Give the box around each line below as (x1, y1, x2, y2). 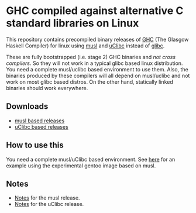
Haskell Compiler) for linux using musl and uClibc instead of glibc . (6, 42, 165, 49)
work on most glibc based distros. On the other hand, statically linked (6, 78, 174, 85)
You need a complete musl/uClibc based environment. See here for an (6, 156, 176, 163)
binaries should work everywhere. (6, 84, 88, 91)
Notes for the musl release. (14, 194, 80, 201)
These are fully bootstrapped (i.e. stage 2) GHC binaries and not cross (6, 53, 176, 60)
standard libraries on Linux (6, 16, 139, 30)
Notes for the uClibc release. (14, 201, 84, 208)
